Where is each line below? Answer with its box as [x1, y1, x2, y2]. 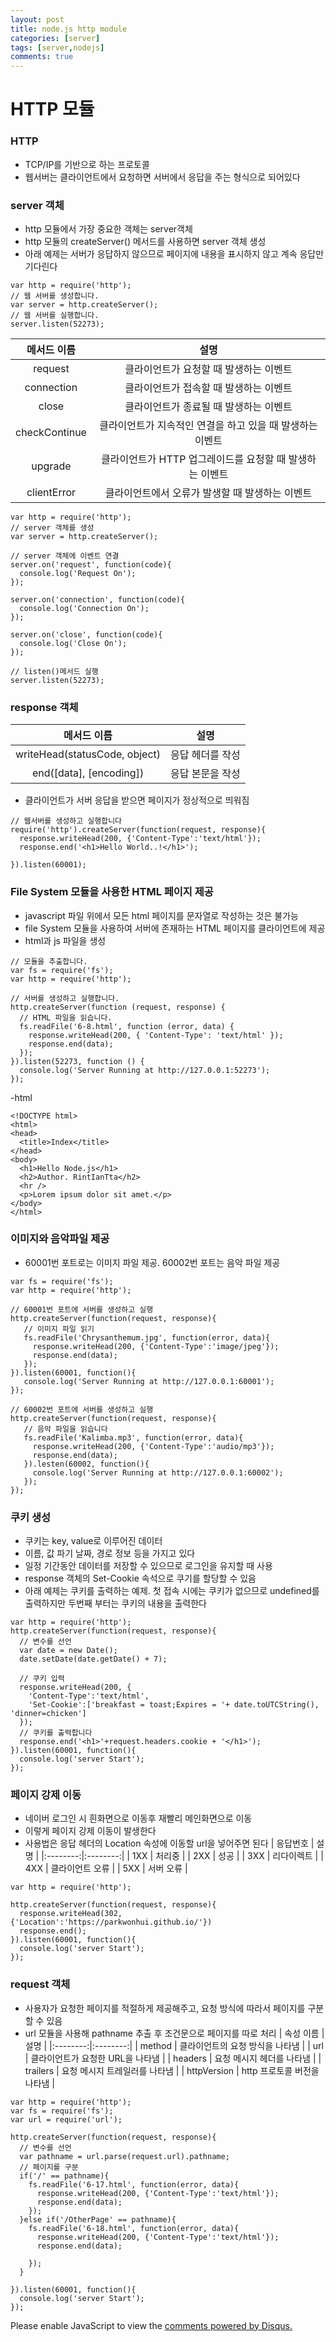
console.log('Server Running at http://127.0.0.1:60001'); [23, 1376, 275, 1386]
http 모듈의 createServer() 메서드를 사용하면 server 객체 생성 [24, 235, 267, 247]
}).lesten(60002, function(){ [23, 1459, 150, 1469]
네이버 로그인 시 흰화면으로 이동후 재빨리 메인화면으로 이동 [24, 1812, 253, 1825]
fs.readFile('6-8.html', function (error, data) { [19, 1021, 235, 1031]
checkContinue [15, 425, 87, 439]
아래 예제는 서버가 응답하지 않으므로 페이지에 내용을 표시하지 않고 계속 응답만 [24, 247, 325, 260]
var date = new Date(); [19, 1646, 118, 1656]
